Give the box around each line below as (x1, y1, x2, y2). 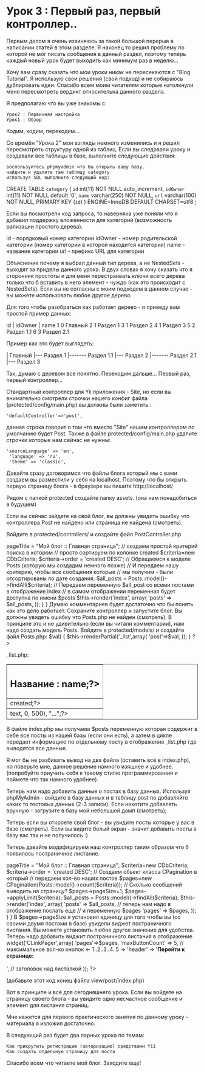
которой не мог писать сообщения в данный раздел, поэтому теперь (6, 50, 186, 57)
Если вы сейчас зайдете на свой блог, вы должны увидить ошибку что (6, 512, 190, 519)
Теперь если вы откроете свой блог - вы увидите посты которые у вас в (6, 819, 195, 826)
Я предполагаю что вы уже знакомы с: (6, 99, 107, 107)
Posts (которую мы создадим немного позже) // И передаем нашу (6, 561, 179, 569)
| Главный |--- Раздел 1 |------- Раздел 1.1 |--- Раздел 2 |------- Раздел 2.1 (6, 351, 197, 359)
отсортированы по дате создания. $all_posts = (6, 575, 127, 582)
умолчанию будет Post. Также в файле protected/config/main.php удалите (6, 430, 197, 437)
